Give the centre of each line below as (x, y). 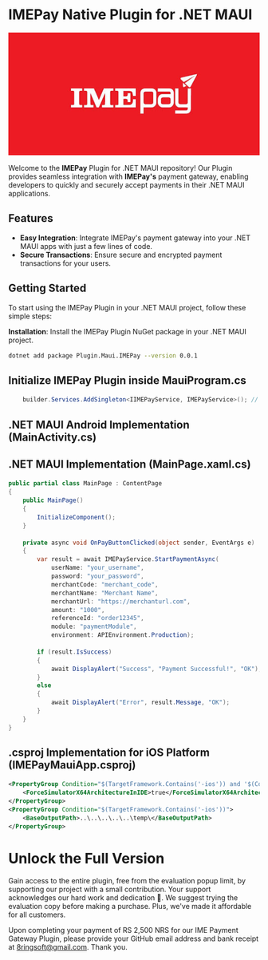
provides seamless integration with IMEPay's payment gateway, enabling (128, 176)
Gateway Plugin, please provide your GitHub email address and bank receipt (134, 938)
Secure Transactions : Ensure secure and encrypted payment (121, 255)
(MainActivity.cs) (53, 437)
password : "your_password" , (98, 576)
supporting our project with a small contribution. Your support (110, 889)
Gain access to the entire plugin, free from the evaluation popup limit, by (127, 880)
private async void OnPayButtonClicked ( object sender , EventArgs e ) (139, 543)
